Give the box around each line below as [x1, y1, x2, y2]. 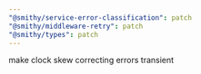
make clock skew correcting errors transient [8, 55, 175, 66]
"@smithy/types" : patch [8, 30, 99, 39]
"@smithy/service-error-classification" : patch [8, 13, 193, 23]
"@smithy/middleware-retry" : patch [8, 22, 144, 31]
